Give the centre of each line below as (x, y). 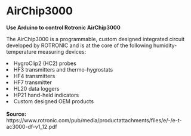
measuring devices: (62, 51)
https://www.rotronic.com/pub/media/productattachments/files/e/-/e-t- (94, 120)
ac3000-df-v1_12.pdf (32, 126)
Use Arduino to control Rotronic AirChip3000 (63, 27)
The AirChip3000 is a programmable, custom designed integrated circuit (95, 39)
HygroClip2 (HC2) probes (45, 63)
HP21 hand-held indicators (47, 95)
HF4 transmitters (35, 76)
